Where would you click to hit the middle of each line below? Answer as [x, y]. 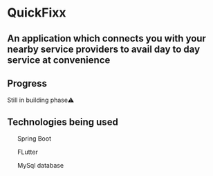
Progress [27, 83]
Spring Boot [34, 139]
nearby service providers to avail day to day [104, 49]
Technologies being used [63, 122]
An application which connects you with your [106, 38]
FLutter [27, 152]
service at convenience [59, 60]
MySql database [40, 166]
